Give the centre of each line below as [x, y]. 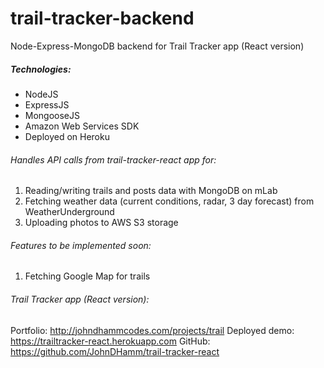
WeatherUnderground [69, 212]
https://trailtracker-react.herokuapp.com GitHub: [110, 341]
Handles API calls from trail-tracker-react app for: [113, 159]
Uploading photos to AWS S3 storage [101, 223]
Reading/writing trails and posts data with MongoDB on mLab [151, 191]
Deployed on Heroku [67, 136]
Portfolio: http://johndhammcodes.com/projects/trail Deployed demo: [152, 330]
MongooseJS [52, 115]
